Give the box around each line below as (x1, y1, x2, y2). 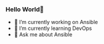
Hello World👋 (5, 5, 44, 13)
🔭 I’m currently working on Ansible (14, 19, 98, 26)
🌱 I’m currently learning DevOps (14, 25, 92, 32)
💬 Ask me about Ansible (14, 31, 73, 38)
